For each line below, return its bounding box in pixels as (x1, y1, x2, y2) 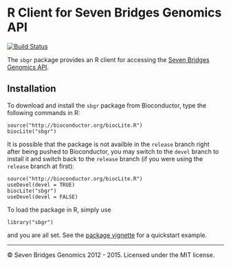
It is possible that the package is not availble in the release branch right (7, 140, 210, 148)
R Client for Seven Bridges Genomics (7, 5, 222, 21)
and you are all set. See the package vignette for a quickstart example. (7, 231, 208, 239)
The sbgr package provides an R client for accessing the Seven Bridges (7, 55, 210, 63)
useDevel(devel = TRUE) (7, 181, 76, 188)
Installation (7, 83, 56, 94)
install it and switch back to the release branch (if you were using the (7, 154, 203, 163)
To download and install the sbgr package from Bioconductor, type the (7, 101, 207, 110)
